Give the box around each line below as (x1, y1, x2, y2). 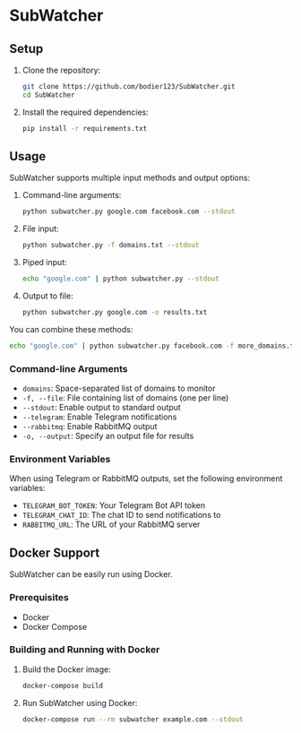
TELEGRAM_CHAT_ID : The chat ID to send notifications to (21, 510, 221, 521)
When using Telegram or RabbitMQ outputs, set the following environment (9, 473, 283, 484)
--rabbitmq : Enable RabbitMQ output (21, 421, 158, 432)
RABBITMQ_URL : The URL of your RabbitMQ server (21, 519, 201, 530)
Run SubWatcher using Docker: (21, 697, 138, 708)
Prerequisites (9, 591, 69, 604)
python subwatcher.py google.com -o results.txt (21, 308, 208, 317)
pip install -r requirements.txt (21, 124, 148, 133)
